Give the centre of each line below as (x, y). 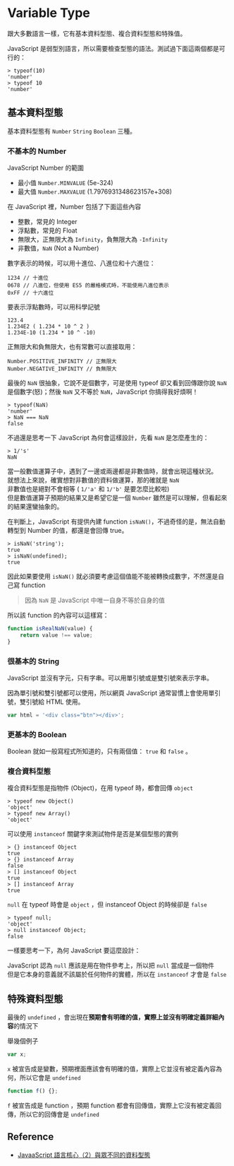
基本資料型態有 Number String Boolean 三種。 (72, 131)
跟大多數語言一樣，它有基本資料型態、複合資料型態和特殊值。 (97, 33)
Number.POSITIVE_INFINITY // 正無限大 (62, 362)
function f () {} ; (33, 1091)
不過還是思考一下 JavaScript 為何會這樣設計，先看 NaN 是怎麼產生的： (108, 438)
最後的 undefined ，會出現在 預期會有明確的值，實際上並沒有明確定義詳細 (113, 1017)
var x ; (17, 1054)
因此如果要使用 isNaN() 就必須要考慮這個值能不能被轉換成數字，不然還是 (113, 577)
